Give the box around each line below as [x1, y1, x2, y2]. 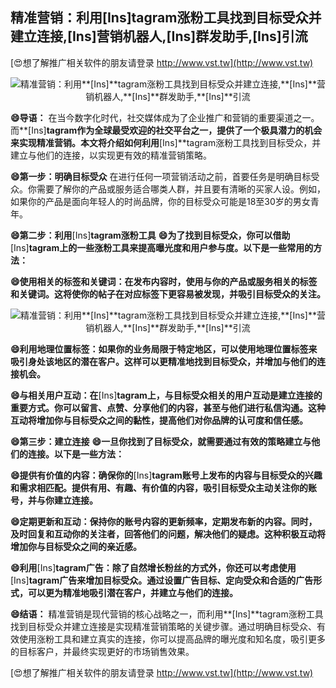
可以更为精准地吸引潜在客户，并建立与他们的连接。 [27, 586, 238, 598]
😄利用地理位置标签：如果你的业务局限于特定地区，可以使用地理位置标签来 [10, 343, 318, 355]
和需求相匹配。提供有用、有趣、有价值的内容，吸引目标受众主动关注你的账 [10, 481, 317, 493]
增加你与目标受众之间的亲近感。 [10, 540, 142, 552]
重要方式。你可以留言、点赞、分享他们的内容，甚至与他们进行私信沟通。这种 [10, 401, 326, 413]
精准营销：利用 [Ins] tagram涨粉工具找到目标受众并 [10, 9, 322, 27]
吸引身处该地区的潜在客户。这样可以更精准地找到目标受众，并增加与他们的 [10, 355, 317, 367]
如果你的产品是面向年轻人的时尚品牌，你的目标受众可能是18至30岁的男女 [10, 195, 311, 207]
